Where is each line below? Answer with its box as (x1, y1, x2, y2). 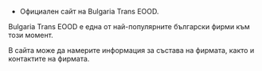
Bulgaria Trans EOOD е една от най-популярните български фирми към (8, 22, 250, 31)
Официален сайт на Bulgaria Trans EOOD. (19, 7, 159, 16)
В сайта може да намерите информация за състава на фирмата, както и (8, 46, 255, 54)
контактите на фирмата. (8, 54, 90, 63)
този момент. (8, 31, 53, 39)
